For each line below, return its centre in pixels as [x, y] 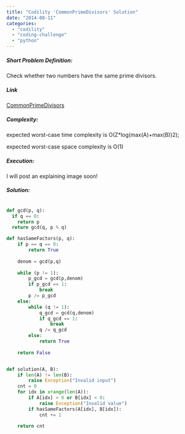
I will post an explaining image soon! [52, 176]
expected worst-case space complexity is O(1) [65, 146]
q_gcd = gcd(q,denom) [67, 313]
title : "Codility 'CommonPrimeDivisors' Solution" [72, 12]
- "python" [26, 41]
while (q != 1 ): [49, 307]
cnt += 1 [50, 415]
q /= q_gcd [53, 330]
